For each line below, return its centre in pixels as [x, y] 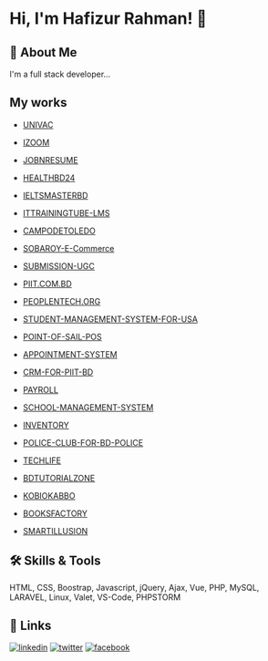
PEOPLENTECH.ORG [62, 301]
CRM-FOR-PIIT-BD [58, 372]
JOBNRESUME [51, 160]
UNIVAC [38, 124]
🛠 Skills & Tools [56, 561]
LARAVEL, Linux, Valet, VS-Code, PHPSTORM [95, 597]
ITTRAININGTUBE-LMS [66, 212]
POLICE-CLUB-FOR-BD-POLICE [83, 442]
